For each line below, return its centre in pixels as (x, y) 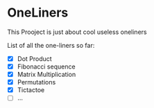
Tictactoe (31, 90)
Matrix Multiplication (46, 75)
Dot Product (34, 58)
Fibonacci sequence (46, 66)
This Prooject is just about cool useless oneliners (77, 32)
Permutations (36, 82)
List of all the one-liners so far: (51, 45)
